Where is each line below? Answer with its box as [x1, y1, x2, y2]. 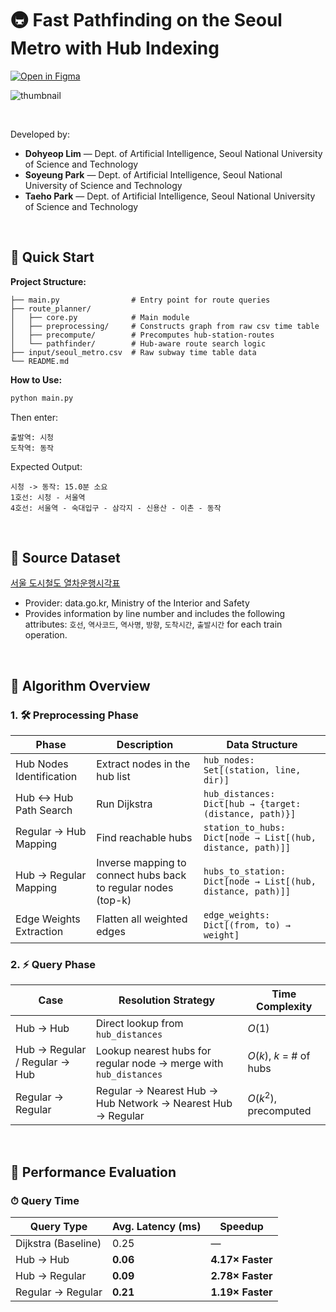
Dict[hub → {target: [203, 798, 302, 810]
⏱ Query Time [10, 1193, 80, 1207]
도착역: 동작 [10, 443, 55, 453]
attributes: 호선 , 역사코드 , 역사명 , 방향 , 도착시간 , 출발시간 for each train [24, 618, 283, 631]
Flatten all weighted [96, 912, 188, 926]
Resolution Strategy [118, 993, 216, 1007]
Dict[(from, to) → [203, 920, 292, 931]
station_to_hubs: [203, 822, 286, 834]
